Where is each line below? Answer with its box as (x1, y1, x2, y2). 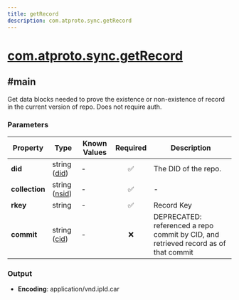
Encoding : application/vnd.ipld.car (17, 285, 119, 294)
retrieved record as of (153, 238, 226, 248)
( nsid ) (52, 188, 73, 198)
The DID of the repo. (153, 164, 222, 173)
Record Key (153, 200, 192, 210)
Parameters (7, 120, 48, 130)
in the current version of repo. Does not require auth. (7, 102, 162, 111)
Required (115, 143, 147, 153)
